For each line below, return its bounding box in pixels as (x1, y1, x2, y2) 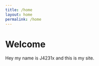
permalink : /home (5, 17, 42, 22)
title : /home (5, 7, 33, 13)
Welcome (5, 38, 46, 50)
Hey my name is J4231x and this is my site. (5, 55, 94, 61)
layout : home (5, 12, 33, 17)
